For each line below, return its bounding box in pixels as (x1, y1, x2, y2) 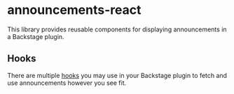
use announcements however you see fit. (7, 79, 127, 87)
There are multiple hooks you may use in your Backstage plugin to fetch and (7, 71, 228, 79)
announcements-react (7, 2, 142, 18)
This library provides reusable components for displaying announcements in (7, 25, 227, 33)
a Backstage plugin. (7, 32, 64, 40)
